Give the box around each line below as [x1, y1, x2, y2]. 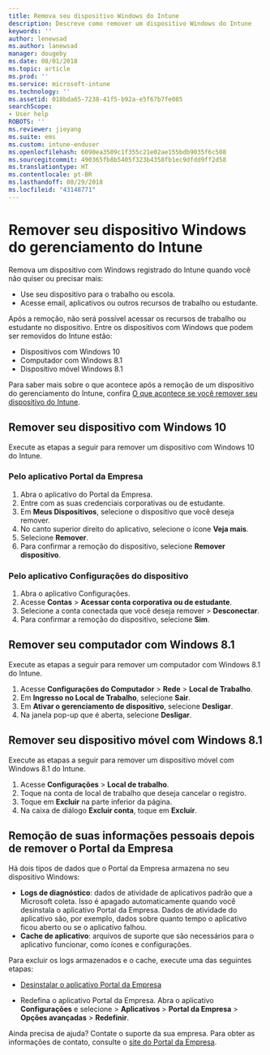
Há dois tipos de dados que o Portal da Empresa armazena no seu [8, 863, 229, 873]
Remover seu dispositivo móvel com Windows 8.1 [8, 733, 263, 748]
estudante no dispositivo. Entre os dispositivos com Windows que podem [8, 322, 254, 332]
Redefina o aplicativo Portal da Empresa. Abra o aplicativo [19, 995, 215, 1005]
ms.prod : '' [8, 72, 49, 80]
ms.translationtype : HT [8, 163, 89, 171]
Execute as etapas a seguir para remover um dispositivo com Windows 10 [8, 442, 255, 452]
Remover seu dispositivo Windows [8, 220, 247, 239]
